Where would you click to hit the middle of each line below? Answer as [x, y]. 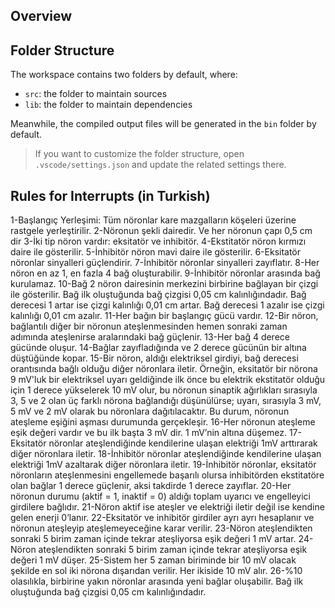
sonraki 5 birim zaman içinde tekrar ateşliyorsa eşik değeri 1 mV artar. [153, 539]
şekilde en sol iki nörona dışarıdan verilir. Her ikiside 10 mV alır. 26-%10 [156, 571]
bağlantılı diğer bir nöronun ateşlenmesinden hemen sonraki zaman [149, 326]
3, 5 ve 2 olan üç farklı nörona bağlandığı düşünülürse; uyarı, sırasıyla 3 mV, [166, 401]
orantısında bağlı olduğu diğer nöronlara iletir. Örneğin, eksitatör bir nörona [164, 369]
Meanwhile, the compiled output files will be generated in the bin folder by [163, 124]
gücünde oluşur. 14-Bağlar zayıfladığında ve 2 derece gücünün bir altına [158, 348]
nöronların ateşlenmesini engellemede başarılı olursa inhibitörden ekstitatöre [167, 475]
